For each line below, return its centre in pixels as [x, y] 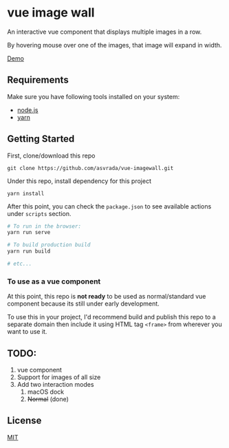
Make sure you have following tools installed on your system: [94, 96]
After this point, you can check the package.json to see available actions [109, 206]
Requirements [38, 80]
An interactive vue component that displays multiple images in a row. [105, 32]
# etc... [20, 264]
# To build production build [49, 245]
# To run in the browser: [44, 226]
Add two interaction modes [55, 385]
